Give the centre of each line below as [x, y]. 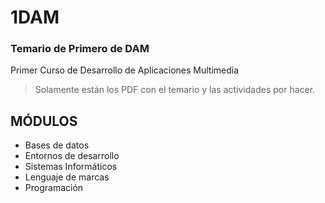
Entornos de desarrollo [72, 156]
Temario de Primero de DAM [80, 49]
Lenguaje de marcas [67, 177]
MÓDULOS [44, 121]
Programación [54, 188]
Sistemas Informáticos [71, 167]
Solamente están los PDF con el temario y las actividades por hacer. [175, 90]
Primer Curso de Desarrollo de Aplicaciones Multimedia [125, 70]
